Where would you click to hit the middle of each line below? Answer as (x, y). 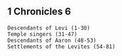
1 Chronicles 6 (39, 12)
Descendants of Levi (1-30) (49, 28)
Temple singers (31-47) (43, 34)
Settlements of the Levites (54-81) (61, 46)
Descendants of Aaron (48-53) (52, 40)
